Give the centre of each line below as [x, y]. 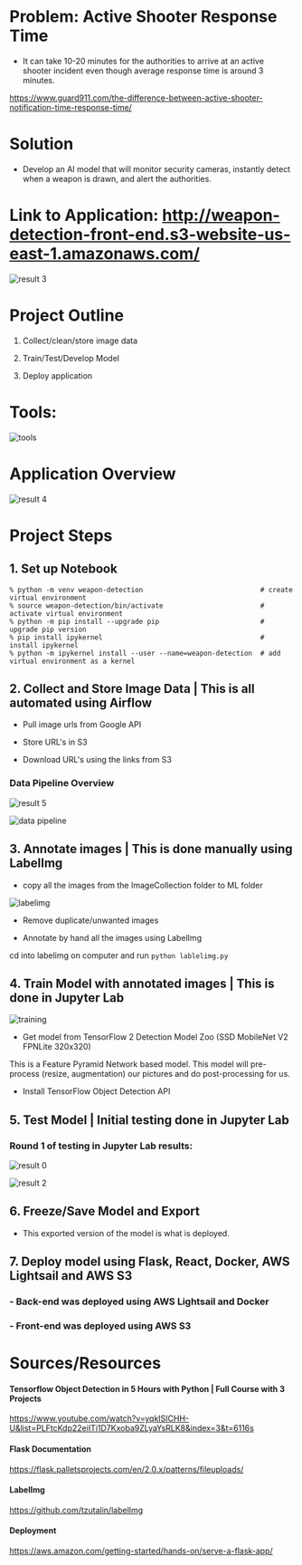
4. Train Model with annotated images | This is [142, 983]
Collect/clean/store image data [80, 341]
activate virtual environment [66, 613]
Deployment [33, 1531]
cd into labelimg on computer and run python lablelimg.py [119, 955]
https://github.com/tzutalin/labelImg [76, 1510]
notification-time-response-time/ [71, 107]
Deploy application [57, 375]
